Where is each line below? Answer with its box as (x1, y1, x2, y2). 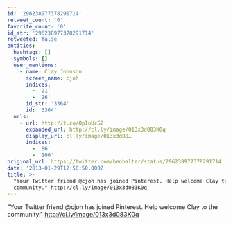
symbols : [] (13, 55, 49, 62)
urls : (13, 113, 30, 120)
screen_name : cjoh (25, 74, 79, 82)
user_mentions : (13, 62, 58, 69)
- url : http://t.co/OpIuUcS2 (19, 119, 104, 127)
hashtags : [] (13, 49, 51, 56)
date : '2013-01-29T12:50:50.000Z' (7, 164, 107, 172)
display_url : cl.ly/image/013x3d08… (25, 132, 132, 139)
